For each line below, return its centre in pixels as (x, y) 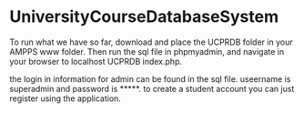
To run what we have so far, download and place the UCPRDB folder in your (151, 42)
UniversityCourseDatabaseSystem (144, 17)
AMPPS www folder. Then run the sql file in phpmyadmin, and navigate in (147, 51)
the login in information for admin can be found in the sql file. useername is (150, 78)
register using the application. (65, 98)
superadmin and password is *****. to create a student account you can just (152, 88)
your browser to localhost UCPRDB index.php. (96, 61)
